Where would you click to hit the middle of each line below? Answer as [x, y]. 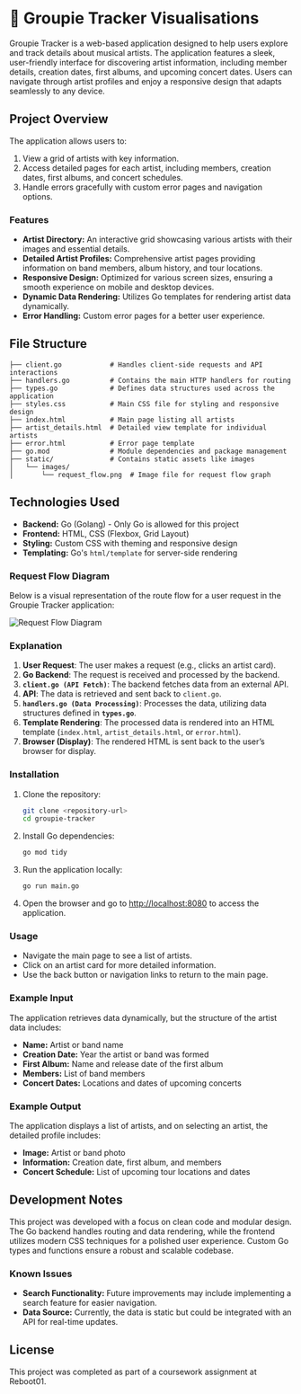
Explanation [36, 645]
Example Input [41, 999]
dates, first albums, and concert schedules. [102, 177]
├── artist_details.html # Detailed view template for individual [138, 427]
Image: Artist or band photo [74, 1152]
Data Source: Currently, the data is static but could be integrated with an [157, 1312]
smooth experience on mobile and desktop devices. [118, 288]
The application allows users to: [68, 141]
